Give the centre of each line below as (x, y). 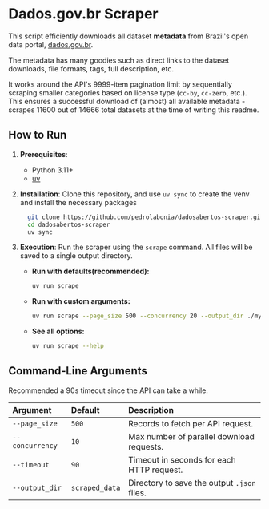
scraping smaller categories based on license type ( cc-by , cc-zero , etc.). (128, 92)
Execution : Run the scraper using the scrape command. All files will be (136, 247)
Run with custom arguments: (81, 301)
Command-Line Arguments (78, 371)
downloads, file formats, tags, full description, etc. (91, 68)
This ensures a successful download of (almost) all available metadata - (127, 101)
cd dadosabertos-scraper (69, 224)
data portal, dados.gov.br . (51, 44)
